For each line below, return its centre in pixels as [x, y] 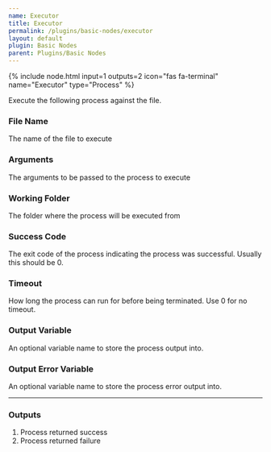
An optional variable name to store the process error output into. [115, 387]
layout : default [35, 38]
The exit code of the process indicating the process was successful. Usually [135, 254]
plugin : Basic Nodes [43, 46]
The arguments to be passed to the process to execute [100, 177]
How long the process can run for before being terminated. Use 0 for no [128, 301]
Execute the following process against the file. [85, 100]
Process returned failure [60, 441]
